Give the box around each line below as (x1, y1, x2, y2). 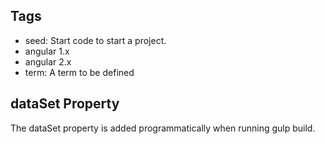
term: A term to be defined (24, 66, 135, 78)
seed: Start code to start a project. (24, 34, 167, 46)
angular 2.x (24, 55, 72, 68)
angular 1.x (24, 45, 70, 57)
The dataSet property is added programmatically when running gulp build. (10, 122, 316, 134)
